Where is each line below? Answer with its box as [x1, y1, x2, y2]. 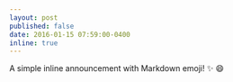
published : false [9, 22, 75, 31]
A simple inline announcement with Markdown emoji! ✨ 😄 [9, 63, 225, 74]
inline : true [9, 38, 58, 48]
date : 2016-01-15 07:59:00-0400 [9, 30, 130, 39]
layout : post [9, 13, 58, 23]
